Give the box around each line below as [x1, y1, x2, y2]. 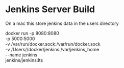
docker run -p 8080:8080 [5, 30, 60, 36]
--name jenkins [5, 52, 37, 58]
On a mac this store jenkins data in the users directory [5, 20, 119, 26]
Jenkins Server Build [5, 4, 95, 15]
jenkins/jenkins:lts [5, 57, 43, 63]
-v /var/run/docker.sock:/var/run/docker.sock [5, 41, 101, 47]
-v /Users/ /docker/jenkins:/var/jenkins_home [5, 46, 100, 52]
